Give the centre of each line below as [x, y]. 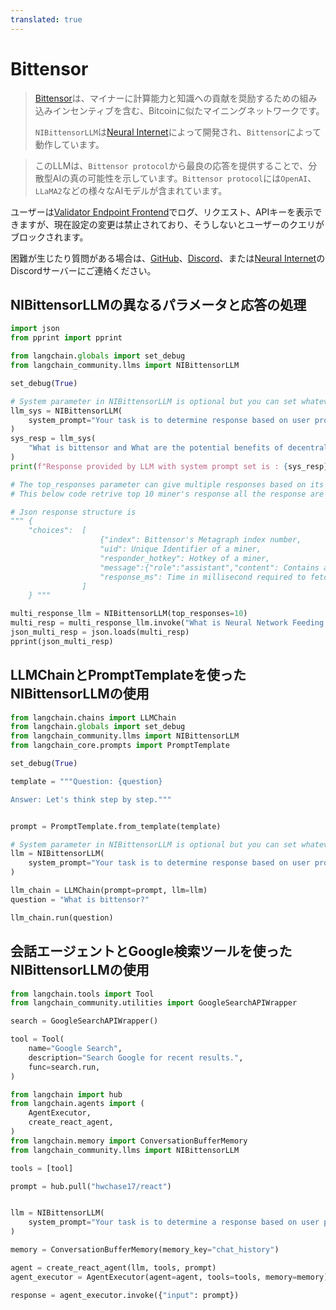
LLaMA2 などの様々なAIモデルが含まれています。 [131, 190]
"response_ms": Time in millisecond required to [203, 577]
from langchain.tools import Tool [82, 994]
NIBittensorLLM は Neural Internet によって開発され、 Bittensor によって [178, 132]
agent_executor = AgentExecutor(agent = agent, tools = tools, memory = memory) [169, 1277]
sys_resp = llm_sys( [53, 439]
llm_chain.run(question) [62, 917]
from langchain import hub [66, 1094]
